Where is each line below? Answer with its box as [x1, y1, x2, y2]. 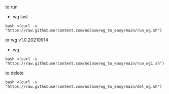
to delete [5, 70, 24, 76]
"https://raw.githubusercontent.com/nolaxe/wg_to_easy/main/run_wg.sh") [5, 28, 162, 33]
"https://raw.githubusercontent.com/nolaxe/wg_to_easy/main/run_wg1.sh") [5, 61, 165, 66]
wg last [12, 14, 28, 19]
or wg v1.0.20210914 [5, 37, 48, 43]
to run [5, 4, 18, 10]
